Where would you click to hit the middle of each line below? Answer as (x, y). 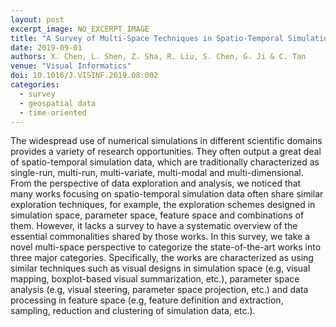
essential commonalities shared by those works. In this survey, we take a (160, 237)
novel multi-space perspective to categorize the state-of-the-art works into (166, 247)
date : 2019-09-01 (46, 47)
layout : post (37, 19)
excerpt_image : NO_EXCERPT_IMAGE (80, 29)
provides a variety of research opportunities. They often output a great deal (166, 152)
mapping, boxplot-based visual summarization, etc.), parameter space (155, 279)
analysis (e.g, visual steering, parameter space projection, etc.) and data (159, 290)
